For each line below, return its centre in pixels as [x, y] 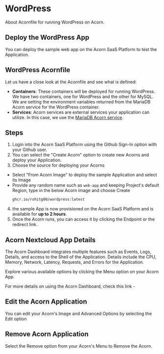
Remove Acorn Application [47, 334]
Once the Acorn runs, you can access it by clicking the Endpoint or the [83, 219]
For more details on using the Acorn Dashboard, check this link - [70, 286]
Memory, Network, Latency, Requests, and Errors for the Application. [75, 262]
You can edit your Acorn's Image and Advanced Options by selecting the [79, 313]
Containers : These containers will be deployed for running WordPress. [83, 91]
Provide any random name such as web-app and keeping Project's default [85, 185]
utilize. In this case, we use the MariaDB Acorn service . [68, 117]
